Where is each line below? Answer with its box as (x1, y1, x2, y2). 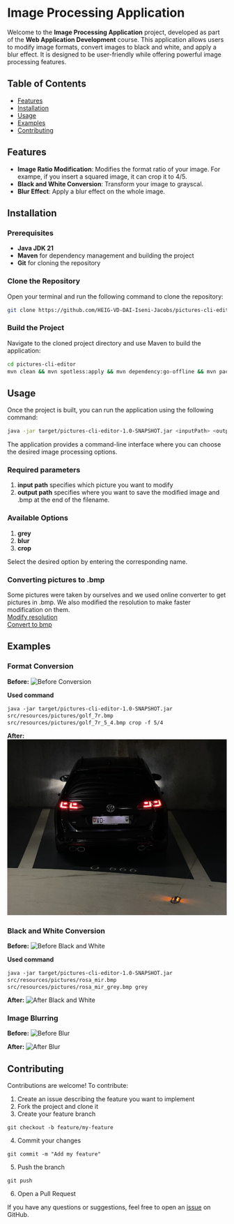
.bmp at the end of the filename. (17, 495, 110, 504)
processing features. (7, 57, 67, 66)
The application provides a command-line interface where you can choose (7, 440, 221, 449)
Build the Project (7, 323, 65, 333)
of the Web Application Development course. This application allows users (7, 35, 224, 43)
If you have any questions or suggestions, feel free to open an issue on (7, 1203, 211, 1211)
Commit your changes (17, 1136, 81, 1145)
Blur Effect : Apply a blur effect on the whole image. (17, 187, 166, 195)
